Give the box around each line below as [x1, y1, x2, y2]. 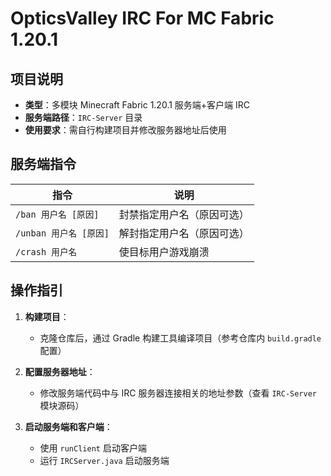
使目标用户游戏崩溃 [118, 245, 210, 259]
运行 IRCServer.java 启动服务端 [39, 454, 170, 466]
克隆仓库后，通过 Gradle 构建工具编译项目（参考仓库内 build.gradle [39, 332, 322, 344]
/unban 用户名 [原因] [15, 227, 110, 239]
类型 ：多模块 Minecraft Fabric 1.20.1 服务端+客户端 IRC [24, 99, 251, 111]
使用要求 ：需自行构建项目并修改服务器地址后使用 [24, 124, 227, 136]
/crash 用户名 [15, 246, 78, 257]
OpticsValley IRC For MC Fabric [10, 7, 275, 30]
